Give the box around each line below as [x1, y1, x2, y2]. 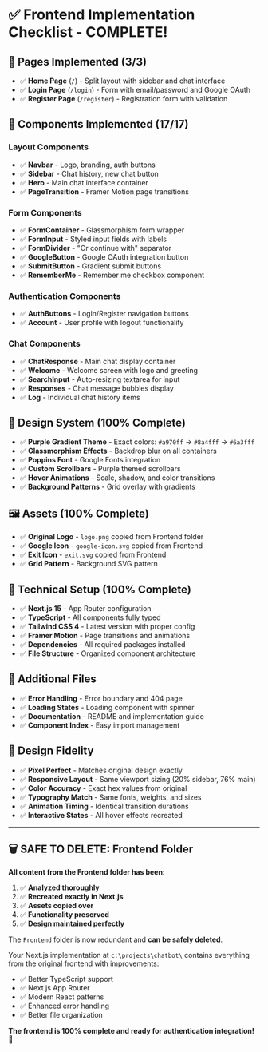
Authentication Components [8, 290, 121, 301]
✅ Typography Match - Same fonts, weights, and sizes [19, 792, 202, 802]
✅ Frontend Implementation [8, 6, 195, 24]
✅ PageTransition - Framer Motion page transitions [19, 186, 190, 197]
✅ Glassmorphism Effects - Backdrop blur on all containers [19, 446, 217, 456]
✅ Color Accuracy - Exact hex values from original [19, 783, 187, 792]
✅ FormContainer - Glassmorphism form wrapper [19, 225, 185, 235]
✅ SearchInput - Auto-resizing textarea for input [19, 374, 180, 384]
